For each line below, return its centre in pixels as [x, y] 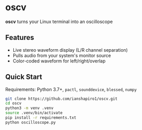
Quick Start [24, 77]
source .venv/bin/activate [34, 113]
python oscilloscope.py [31, 122]
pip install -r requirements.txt [41, 118]
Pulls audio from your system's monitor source [62, 55]
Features [20, 38]
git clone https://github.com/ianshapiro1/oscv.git [61, 99]
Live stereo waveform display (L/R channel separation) [70, 50]
